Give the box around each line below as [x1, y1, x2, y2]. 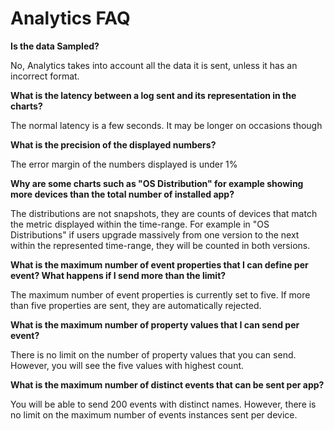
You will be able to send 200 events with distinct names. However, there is [10, 398, 317, 410]
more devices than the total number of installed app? [10, 188, 235, 200]
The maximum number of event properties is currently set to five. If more [10, 288, 311, 301]
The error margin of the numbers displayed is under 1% [10, 158, 238, 170]
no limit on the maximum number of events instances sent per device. [10, 408, 298, 421]
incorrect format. [10, 70, 80, 82]
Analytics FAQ [10, 7, 131, 30]
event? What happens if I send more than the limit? [10, 269, 227, 281]
